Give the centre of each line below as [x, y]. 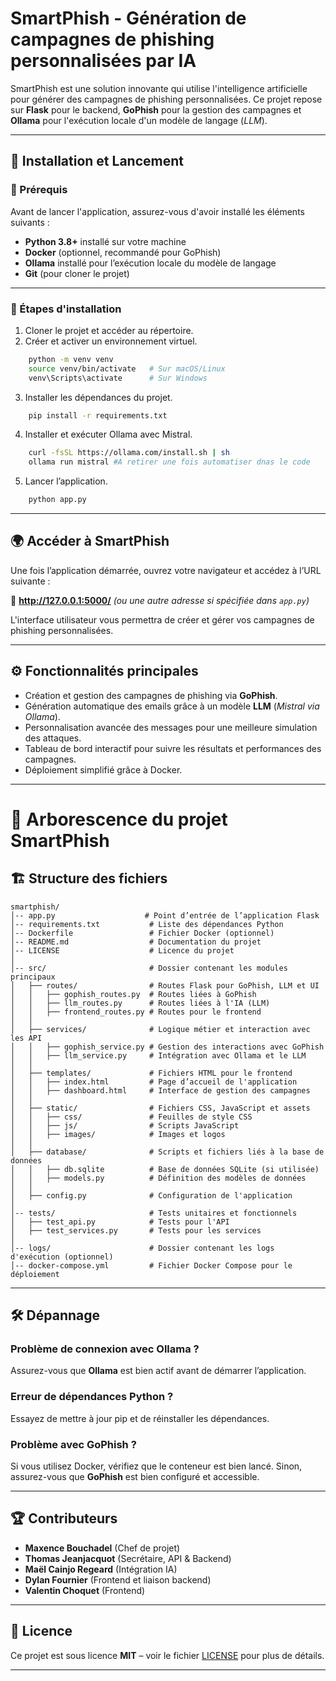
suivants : [30, 222]
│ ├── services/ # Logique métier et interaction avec [160, 1029]
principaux [33, 977]
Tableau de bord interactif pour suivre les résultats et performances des [173, 748]
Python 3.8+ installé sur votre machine [105, 241]
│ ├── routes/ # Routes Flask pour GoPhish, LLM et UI [165, 985]
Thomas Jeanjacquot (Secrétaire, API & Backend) [128, 1558]
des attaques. [53, 738]
